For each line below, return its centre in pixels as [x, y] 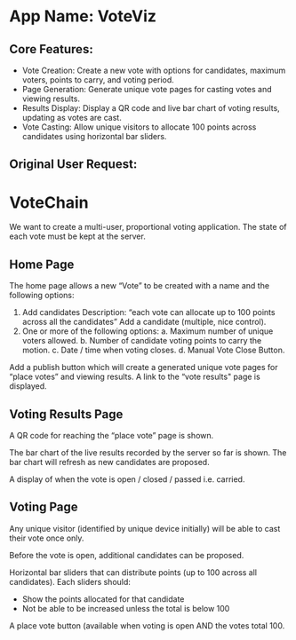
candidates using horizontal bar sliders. [94, 136]
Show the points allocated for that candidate [103, 599]
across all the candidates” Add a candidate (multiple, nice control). [144, 322]
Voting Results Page [66, 414]
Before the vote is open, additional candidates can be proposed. [127, 555]
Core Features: [51, 49]
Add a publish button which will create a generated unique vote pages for [144, 367]
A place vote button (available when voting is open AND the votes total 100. [147, 625]
